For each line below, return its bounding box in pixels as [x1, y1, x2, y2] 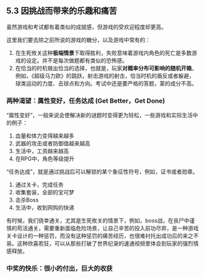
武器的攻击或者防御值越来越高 [15, 140, 90, 147]
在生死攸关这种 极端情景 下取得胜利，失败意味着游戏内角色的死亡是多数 [15, 49, 192, 56]
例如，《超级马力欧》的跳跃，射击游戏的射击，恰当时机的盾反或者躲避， [15, 72, 195, 79]
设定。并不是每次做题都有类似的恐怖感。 [26, 57, 128, 64]
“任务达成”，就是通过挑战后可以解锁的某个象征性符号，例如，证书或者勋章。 [6, 168, 198, 175]
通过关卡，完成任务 [15, 181, 64, 188]
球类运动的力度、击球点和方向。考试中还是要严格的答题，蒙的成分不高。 [15, 79, 197, 87]
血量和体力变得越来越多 [15, 132, 74, 139]
